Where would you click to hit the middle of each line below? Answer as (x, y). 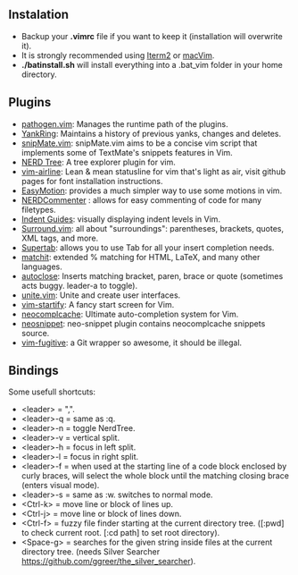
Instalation (38, 15)
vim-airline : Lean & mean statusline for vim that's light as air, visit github (153, 171)
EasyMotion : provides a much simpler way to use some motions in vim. (152, 190)
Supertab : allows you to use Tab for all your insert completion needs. (148, 247)
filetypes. (38, 209)
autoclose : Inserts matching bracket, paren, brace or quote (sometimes (152, 275)
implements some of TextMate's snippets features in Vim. (127, 152)
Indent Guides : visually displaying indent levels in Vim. (120, 219)
